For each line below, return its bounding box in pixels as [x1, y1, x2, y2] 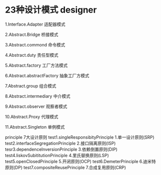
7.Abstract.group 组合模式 [5, 83, 57, 88]
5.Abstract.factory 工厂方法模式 [5, 62, 68, 68]
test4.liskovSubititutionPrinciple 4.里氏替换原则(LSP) [5, 152, 109, 158]
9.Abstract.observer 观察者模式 [5, 103, 68, 109]
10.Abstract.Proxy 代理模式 [5, 114, 59, 119]
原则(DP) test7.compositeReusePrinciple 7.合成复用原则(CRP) [5, 164, 126, 170]
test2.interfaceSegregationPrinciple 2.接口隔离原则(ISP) [5, 140, 116, 146]
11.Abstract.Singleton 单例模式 [5, 124, 65, 130]
